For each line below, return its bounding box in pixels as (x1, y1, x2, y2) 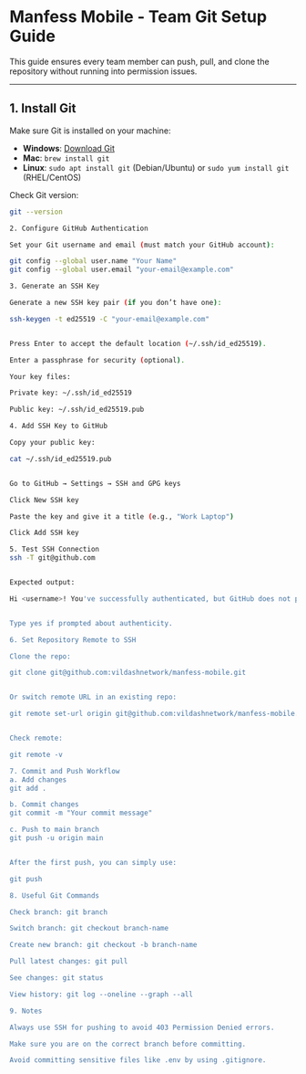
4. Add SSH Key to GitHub (9, 422, 107, 431)
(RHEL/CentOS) (22, 172, 82, 183)
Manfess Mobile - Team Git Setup (9, 6, 267, 27)
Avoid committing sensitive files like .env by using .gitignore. (9, 1056, 267, 1065)
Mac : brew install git (22, 153, 110, 163)
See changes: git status (9, 974, 104, 983)
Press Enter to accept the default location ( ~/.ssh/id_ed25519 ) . (9, 339, 267, 348)
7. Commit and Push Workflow (9, 766, 120, 775)
